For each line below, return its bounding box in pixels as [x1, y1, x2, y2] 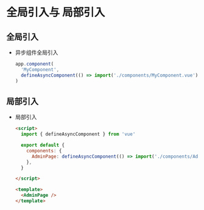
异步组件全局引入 [15, 49, 58, 56]
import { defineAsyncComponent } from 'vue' [21, 131, 136, 137]
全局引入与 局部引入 [6, 5, 105, 19]
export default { [21, 142, 65, 149]
